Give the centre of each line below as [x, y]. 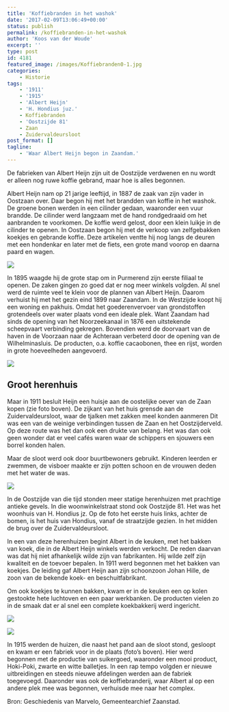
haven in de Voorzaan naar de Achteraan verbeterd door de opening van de [114, 335]
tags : [15, 84]
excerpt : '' [24, 45]
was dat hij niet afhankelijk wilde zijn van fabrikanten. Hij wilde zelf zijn [107, 556]
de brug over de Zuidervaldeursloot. [58, 528]
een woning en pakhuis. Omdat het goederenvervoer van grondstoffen [106, 307]
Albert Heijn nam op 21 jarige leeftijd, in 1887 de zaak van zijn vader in [105, 193]
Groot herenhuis [43, 385]
